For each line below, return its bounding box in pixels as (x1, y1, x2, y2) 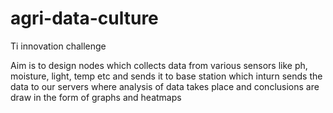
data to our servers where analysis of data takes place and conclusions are (10, 80, 320, 92)
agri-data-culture (10, 7, 159, 30)
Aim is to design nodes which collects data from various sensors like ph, (10, 59, 308, 71)
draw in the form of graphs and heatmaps (10, 91, 182, 103)
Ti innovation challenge (10, 40, 107, 52)
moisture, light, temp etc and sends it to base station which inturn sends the (10, 70, 323, 82)
